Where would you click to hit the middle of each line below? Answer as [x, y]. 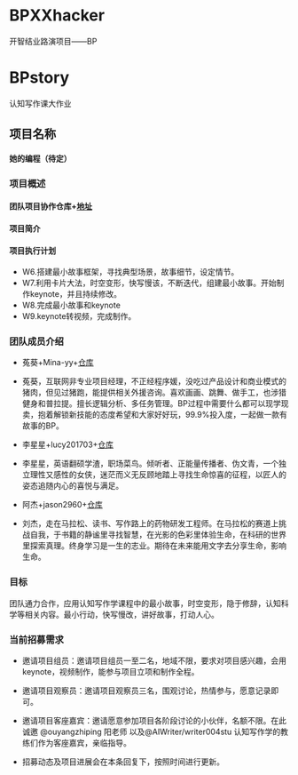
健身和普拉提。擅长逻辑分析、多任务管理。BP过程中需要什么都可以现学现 [155, 403]
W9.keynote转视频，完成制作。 [79, 316]
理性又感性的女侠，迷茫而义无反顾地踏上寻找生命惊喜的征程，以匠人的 [158, 475]
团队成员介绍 [37, 341]
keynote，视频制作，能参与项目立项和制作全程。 [110, 672]
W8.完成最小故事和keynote [71, 305]
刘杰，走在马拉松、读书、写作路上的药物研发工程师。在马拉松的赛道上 [150, 523]
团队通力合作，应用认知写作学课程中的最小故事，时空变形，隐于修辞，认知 [145, 603]
